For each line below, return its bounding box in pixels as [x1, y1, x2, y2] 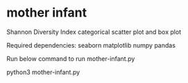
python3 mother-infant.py [6, 68, 80, 76]
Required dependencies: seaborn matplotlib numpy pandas [6, 41, 176, 49]
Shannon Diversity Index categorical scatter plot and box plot [6, 28, 182, 36]
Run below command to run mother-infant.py [6, 54, 135, 63]
